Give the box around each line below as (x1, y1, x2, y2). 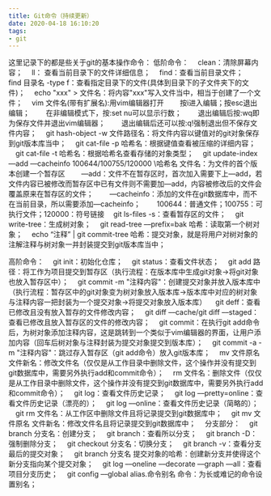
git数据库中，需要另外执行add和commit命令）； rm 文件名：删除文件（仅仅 (8, 368, 263, 378)
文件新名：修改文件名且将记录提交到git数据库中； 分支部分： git (31, 418, 258, 429)
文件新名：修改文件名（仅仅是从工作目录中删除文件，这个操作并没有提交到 (8, 358, 256, 368)
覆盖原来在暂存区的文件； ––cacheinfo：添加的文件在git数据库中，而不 (8, 189, 257, 199)
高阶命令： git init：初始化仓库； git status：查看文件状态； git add (8, 256, 252, 267)
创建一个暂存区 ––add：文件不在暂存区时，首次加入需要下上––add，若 (15, 169, 263, 179)
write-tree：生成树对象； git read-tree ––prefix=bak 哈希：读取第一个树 (8, 219, 253, 229)
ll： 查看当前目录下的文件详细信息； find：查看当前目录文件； (31, 68, 244, 78)
